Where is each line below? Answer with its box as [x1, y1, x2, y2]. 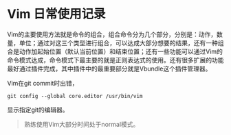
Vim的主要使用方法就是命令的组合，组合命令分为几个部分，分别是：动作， [7, 30, 217, 38]
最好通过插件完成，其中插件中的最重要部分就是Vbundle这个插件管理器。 [7, 64, 212, 73]
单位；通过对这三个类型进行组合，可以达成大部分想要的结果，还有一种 [19, 38, 218, 47]
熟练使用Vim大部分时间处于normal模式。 [23, 120, 140, 128]
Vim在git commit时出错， [7, 79, 78, 87]
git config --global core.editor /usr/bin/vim [7, 93, 143, 99]
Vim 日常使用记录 [7, 6, 106, 22]
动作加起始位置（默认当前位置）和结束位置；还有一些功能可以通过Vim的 [19, 47, 223, 56]
